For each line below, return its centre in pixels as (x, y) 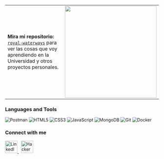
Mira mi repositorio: (31, 36)
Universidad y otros (30, 61)
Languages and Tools (31, 109)
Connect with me (26, 133)
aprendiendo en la (28, 55)
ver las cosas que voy (32, 49)
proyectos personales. (33, 67)
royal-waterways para (32, 43)
